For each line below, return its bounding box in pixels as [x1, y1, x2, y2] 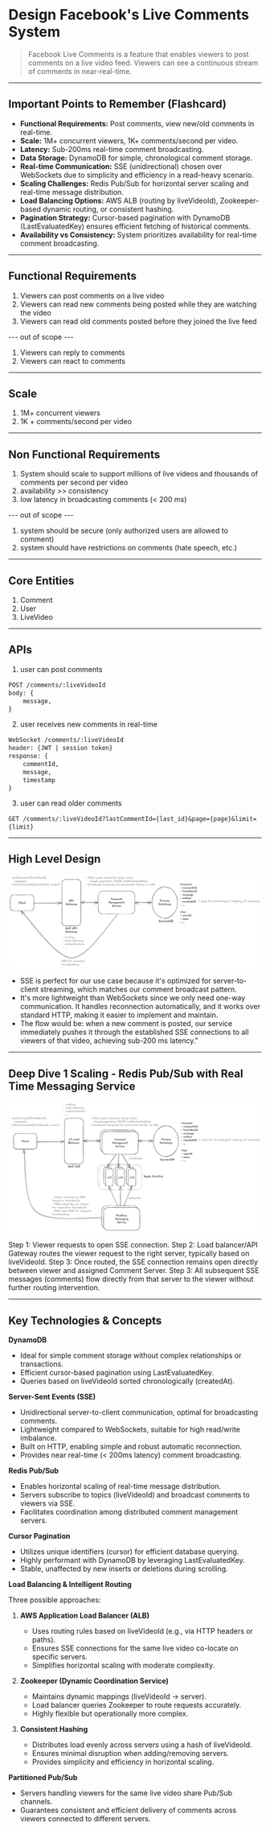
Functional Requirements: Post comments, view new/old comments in [19, 118, 255, 128]
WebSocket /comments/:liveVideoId [8, 736, 125, 744]
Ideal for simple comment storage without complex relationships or [19, 1350, 242, 1361]
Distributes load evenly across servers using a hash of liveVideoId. [31, 1740, 252, 1750]
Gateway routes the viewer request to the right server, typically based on [8, 1249, 250, 1259]
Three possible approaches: [8, 1595, 102, 1605]
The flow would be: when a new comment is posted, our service [19, 1019, 233, 1028]
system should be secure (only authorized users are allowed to [19, 526, 229, 536]
